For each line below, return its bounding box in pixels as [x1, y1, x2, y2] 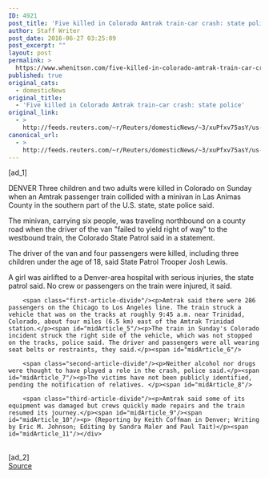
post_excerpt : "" [8, 42, 66, 50]
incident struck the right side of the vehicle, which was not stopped [8, 332, 252, 340]
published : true [8, 71, 62, 79]
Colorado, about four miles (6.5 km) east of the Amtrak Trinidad [8, 318, 235, 326]
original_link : [8, 109, 59, 117]
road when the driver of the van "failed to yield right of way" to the [8, 225, 228, 234]
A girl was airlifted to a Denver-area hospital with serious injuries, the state [8, 273, 255, 282]
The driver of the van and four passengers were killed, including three [8, 249, 239, 258]
